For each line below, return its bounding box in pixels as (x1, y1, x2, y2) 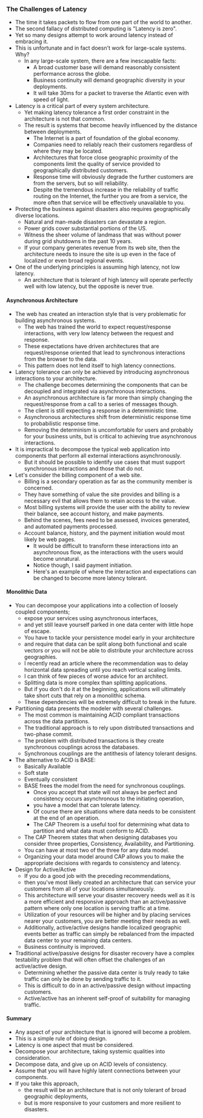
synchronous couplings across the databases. (24, 743, 139, 751)
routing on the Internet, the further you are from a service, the (33, 193, 188, 200)
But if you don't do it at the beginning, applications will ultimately (24, 685, 186, 692)
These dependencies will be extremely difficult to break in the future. (24, 698, 197, 705)
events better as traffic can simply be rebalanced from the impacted (24, 930, 195, 937)
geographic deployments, (24, 1093, 88, 1100)
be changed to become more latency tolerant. (33, 574, 147, 581)
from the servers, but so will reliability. (33, 179, 128, 187)
